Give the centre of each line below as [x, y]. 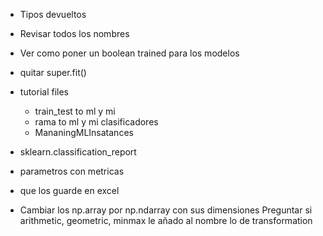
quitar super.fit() [53, 72]
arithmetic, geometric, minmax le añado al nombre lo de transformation [166, 220]
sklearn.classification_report [78, 152]
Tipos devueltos [53, 14]
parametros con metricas [72, 171]
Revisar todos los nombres [74, 33]
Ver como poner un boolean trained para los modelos [129, 53]
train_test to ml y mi [75, 111]
